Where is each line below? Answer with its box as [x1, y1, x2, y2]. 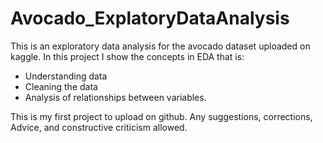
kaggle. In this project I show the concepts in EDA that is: [10, 50, 245, 62]
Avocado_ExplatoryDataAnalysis [10, 7, 290, 30]
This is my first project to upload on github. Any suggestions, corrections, [10, 110, 313, 122]
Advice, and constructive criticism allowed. [10, 121, 188, 133]
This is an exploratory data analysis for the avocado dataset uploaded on [10, 40, 311, 52]
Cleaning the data [24, 80, 98, 92]
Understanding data [24, 70, 108, 82]
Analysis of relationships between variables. [24, 91, 207, 103]
